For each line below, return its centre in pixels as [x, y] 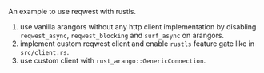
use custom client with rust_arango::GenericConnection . [113, 60]
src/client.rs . [44, 52]
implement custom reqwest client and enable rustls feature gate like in [137, 44]
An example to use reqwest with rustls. [72, 12]
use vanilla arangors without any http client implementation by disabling [138, 27]
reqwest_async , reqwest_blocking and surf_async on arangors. [122, 35]
